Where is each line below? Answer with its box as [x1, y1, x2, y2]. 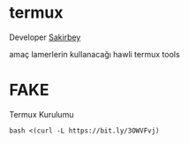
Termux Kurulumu [9, 109, 74, 119]
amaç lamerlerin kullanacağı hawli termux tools [9, 49, 180, 59]
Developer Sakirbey [9, 32, 81, 42]
